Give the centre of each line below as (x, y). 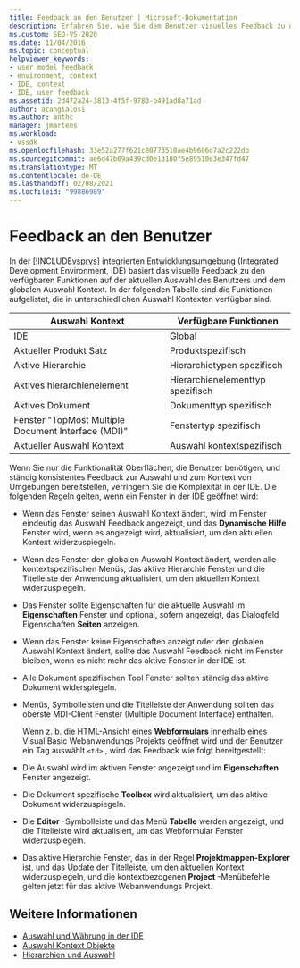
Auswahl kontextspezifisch (226, 445)
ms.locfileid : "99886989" (57, 192)
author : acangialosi (48, 109)
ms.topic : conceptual (50, 51)
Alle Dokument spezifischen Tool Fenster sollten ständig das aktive (146, 678)
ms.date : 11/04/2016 (48, 42)
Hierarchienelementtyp (217, 379)
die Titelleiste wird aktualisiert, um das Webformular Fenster (133, 830)
